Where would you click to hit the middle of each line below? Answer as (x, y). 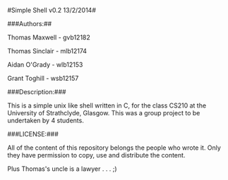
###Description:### (37, 92)
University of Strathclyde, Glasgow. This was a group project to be (104, 113)
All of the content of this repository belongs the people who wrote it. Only (114, 148)
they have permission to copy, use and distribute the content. (96, 155)
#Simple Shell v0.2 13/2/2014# (52, 10)
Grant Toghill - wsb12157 (43, 78)
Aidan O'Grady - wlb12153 (45, 65)
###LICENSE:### (33, 134)
